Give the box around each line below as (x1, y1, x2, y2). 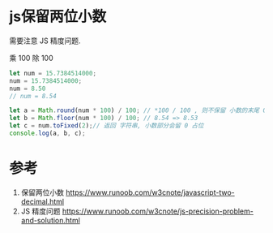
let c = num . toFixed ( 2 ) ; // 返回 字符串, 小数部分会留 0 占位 (9, 122, 204, 130)
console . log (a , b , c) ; (9, 129, 86, 138)
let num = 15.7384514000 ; (9, 69, 96, 77)
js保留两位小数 (9, 7, 107, 26)
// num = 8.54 (9, 92, 58, 100)
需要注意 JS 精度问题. (9, 36, 81, 45)
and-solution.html (20, 215, 80, 225)
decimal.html (20, 196, 64, 206)
